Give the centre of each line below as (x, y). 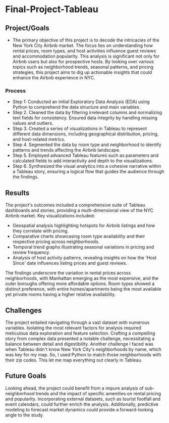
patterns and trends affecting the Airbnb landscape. (66, 150)
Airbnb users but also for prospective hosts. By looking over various (83, 61)
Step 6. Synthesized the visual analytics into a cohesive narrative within (87, 166)
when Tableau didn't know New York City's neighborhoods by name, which (83, 349)
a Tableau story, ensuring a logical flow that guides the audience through (89, 172)
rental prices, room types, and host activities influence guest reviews (84, 51)
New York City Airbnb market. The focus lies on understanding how (82, 45)
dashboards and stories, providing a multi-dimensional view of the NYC (79, 210)
